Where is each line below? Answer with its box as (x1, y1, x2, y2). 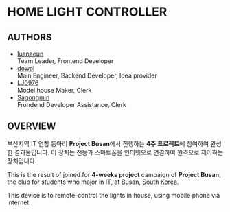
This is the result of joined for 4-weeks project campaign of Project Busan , (7, 170, 221, 178)
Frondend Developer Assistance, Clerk (16, 101, 127, 108)
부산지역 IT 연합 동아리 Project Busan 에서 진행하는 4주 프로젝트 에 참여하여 (7, 139, 209, 148)
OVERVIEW (7, 121, 56, 132)
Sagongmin (16, 93, 50, 102)
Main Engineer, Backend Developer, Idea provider (16, 71, 157, 80)
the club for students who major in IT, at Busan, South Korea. (7, 178, 179, 186)
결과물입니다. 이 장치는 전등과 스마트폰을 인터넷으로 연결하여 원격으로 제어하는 (14, 148, 224, 156)
